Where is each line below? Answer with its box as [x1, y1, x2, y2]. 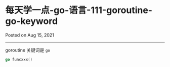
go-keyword [5, 15, 58, 27]
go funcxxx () [5, 57, 33, 62]
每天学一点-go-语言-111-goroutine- [5, 4, 153, 16]
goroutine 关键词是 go [5, 47, 51, 53]
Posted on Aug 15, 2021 [5, 32, 55, 38]
